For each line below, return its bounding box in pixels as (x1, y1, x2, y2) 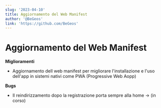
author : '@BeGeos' (5, 16, 43, 21)
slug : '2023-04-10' (5, 7, 46, 12)
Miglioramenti (5, 59, 35, 65)
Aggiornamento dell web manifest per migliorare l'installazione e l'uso (12, 68, 155, 74)
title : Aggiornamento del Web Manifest (5, 12, 88, 17)
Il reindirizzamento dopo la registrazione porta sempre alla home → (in (12, 92, 156, 99)
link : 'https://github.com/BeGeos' (5, 21, 79, 26)
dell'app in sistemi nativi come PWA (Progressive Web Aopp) (12, 73, 137, 79)
